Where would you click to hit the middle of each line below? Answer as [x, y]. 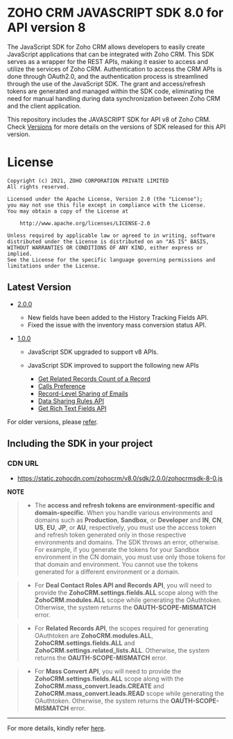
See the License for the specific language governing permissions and [111, 260]
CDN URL [23, 463]
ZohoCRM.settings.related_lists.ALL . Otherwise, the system [122, 651]
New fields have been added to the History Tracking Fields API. [118, 317]
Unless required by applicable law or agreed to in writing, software [111, 235]
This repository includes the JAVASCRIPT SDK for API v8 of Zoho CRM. [109, 119]
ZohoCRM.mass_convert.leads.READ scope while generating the [129, 694]
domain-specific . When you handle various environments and [123, 513]
